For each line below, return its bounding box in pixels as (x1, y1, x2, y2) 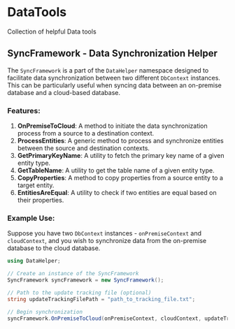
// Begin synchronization (7, 308, 83, 315)
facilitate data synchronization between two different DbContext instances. (7, 73, 220, 82)
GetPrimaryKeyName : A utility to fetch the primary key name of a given (17, 152, 225, 160)
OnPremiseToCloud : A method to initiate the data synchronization (17, 122, 208, 130)
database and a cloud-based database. (7, 88, 121, 96)
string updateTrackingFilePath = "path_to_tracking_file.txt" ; (7, 295, 196, 302)
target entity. (17, 181, 55, 189)
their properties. (17, 196, 64, 205)
